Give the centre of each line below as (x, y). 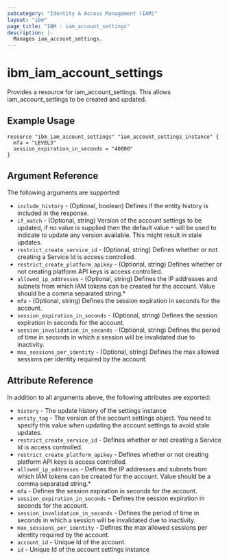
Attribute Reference (50, 381)
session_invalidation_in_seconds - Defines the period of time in (108, 513)
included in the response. (53, 213)
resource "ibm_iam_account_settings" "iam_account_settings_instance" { (113, 137)
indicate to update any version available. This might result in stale (109, 235)
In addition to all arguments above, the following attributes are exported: (109, 397)
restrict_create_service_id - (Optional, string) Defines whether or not (117, 249)
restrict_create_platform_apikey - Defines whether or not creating (113, 454)
